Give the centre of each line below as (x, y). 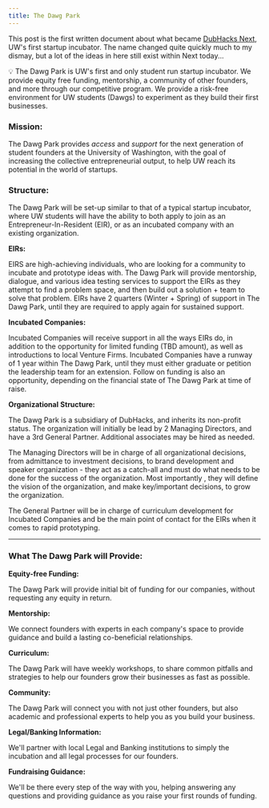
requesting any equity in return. (60, 597)
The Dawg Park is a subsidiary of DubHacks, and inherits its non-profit (125, 420)
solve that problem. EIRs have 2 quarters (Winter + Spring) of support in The (134, 298)
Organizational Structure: (52, 405)
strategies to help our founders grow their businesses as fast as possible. (129, 677)
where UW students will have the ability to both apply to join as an (117, 216)
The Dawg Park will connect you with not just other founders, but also (123, 708)
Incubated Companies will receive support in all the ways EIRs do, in (121, 338)
